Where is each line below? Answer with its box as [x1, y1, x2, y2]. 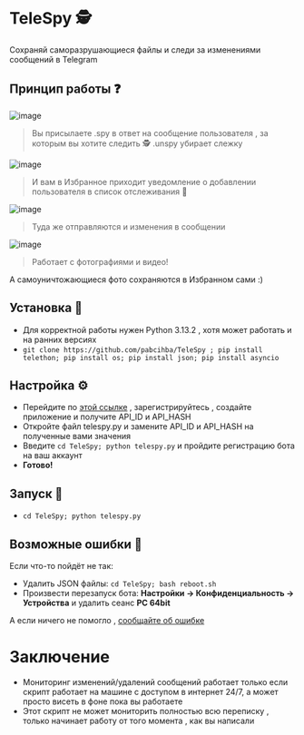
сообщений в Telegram [9, 54, 98, 64]
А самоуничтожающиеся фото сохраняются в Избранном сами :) [9, 274, 263, 285]
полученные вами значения [22, 431, 132, 442]
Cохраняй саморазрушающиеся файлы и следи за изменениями [9, 44, 261, 55]
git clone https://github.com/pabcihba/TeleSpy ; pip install [22, 345, 263, 355]
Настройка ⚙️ [9, 377, 89, 393]
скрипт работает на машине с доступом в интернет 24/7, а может [22, 686, 279, 697]
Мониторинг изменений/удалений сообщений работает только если [22, 676, 289, 687]
